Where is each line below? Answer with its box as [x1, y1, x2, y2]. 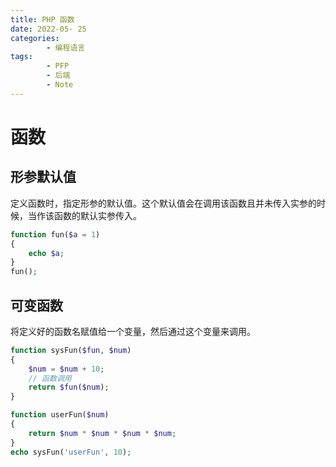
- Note [46, 80, 74, 90]
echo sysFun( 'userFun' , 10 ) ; [10, 447, 132, 457]
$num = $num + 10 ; [28, 364, 105, 374]
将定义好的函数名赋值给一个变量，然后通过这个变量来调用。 [10, 325, 256, 337]
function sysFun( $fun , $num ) [10, 345, 132, 355]
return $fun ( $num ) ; [28, 382, 110, 393]
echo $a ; [28, 248, 65, 258]
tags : [10, 52, 33, 62]
